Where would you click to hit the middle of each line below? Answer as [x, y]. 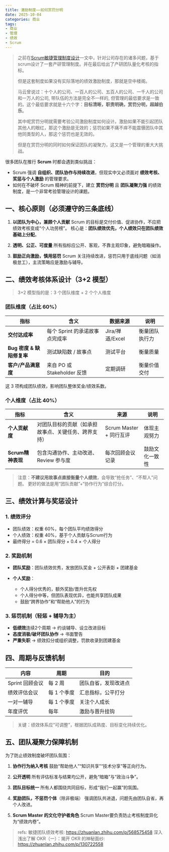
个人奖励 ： [24, 578]
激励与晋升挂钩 [97, 711]
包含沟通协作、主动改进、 [67, 453]
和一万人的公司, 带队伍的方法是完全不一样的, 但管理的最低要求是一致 [88, 98]
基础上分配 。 [26, 234]
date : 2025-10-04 [23, 15]
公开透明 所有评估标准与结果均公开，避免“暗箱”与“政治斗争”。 [76, 776]
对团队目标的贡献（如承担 [67, 424]
